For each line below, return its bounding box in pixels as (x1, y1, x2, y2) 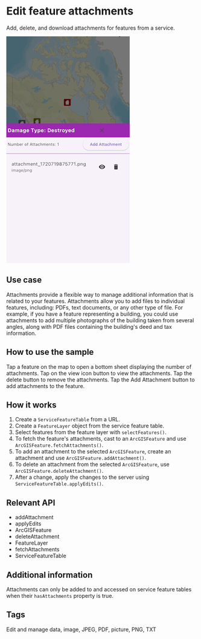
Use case (6, 275, 42, 285)
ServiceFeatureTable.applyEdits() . (14, 480, 104, 487)
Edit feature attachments (6, 4, 134, 18)
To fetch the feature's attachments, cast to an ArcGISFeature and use (14, 435, 187, 443)
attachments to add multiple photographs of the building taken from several (6, 316, 194, 324)
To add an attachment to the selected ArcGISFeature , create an (14, 448, 171, 455)
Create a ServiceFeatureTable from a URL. (14, 416, 121, 423)
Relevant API (6, 498, 56, 508)
